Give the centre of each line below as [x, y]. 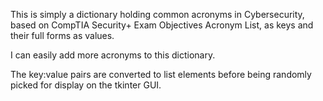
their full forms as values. [62, 35]
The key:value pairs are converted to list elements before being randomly [161, 74]
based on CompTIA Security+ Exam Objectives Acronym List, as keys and [162, 25]
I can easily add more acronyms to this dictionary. [113, 55]
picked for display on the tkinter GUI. [86, 85]
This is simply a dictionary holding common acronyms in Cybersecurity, [157, 14]
